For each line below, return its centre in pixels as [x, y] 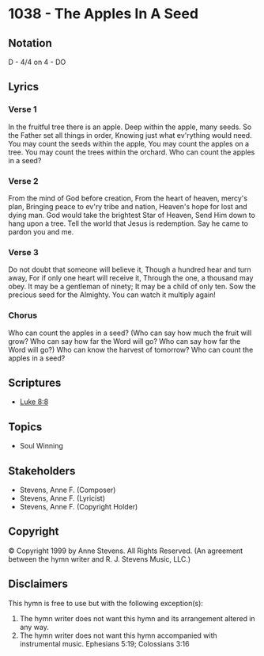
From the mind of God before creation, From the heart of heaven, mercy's [128, 198]
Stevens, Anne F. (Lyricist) [62, 498]
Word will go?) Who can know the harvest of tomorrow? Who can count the [131, 349]
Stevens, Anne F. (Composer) [68, 490]
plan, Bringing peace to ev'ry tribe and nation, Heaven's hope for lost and [128, 206]
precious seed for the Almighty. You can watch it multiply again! [112, 295]
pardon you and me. [41, 231]
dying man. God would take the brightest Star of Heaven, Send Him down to [132, 215]
